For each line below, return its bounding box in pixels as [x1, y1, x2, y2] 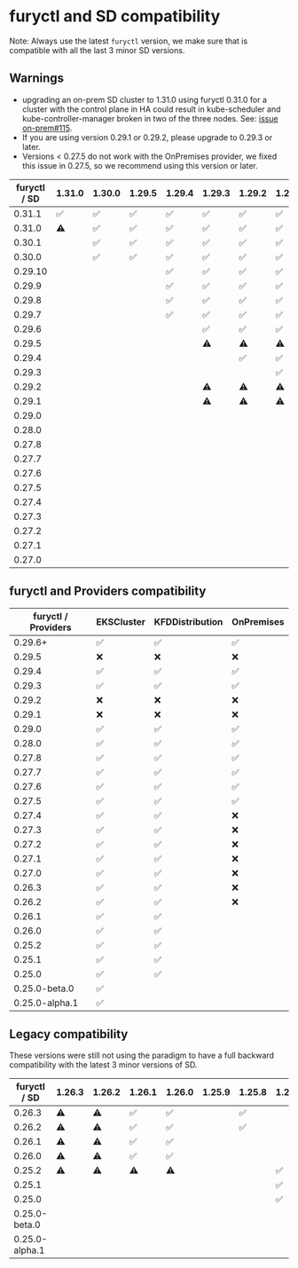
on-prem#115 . [21, 122, 73, 133]
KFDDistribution [153, 615, 223, 627]
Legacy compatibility [9, 1027, 129, 1042]
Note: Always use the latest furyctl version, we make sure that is [9, 35, 248, 46]
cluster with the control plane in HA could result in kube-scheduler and [21, 104, 281, 114]
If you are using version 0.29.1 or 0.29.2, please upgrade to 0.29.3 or [21, 131, 273, 143]
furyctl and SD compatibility [9, 6, 221, 27]
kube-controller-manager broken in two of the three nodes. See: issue [21, 113, 278, 123]
